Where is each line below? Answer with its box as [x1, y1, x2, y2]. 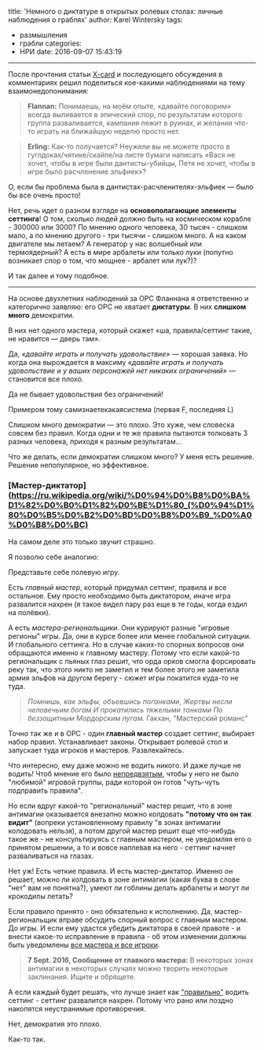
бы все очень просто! [8, 190, 81, 200]
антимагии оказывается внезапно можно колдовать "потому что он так [8, 809, 252, 819]
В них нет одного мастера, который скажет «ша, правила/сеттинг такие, [8, 326, 253, 335]
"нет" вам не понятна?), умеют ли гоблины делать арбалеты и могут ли [8, 883, 250, 893]
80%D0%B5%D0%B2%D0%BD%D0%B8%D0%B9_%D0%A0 [8, 509, 253, 520]
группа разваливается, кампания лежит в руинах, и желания [27, 118, 233, 127]
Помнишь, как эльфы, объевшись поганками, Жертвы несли [27, 697, 233, 706]
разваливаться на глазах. [8, 851, 94, 860]
